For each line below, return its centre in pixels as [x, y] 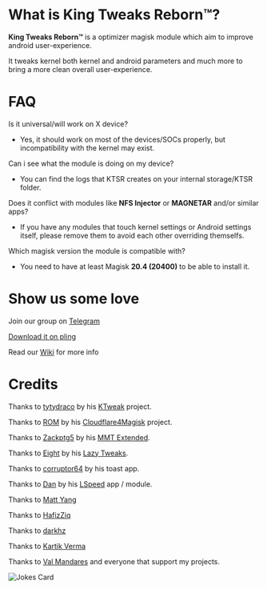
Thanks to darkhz [37, 531]
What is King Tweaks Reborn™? [114, 15]
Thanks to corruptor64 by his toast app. [74, 468]
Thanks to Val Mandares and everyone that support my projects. [114, 561]
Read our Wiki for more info [54, 352]
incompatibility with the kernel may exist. [87, 148]
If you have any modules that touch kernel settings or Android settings [135, 226]
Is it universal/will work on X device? [68, 124]
